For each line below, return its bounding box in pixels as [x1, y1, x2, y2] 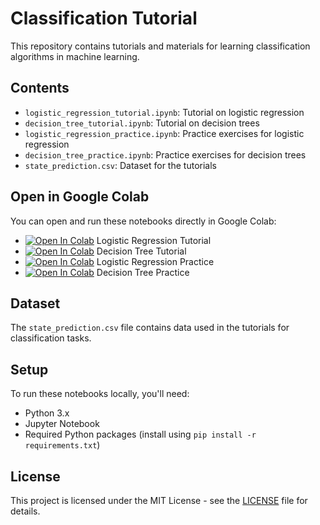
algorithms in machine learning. [10, 50, 140, 62]
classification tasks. [10, 332, 92, 344]
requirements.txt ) [24, 439, 101, 451]
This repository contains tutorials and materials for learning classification [10, 40, 311, 52]
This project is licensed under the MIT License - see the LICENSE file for [10, 495, 308, 506]
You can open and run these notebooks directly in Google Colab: [10, 215, 277, 227]
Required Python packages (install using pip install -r [24, 428, 257, 441]
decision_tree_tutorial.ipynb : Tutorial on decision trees [24, 117, 260, 129]
